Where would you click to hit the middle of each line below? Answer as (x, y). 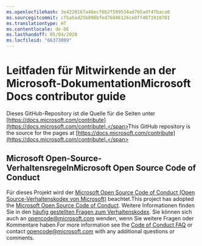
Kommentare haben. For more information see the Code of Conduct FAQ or (99, 225)
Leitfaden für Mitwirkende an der (91, 71)
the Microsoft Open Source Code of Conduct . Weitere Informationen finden (101, 205)
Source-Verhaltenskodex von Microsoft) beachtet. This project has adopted (100, 198)
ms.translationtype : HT (37, 23)
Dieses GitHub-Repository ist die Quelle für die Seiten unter (81, 113)
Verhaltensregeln (40, 168)
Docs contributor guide (66, 97)
